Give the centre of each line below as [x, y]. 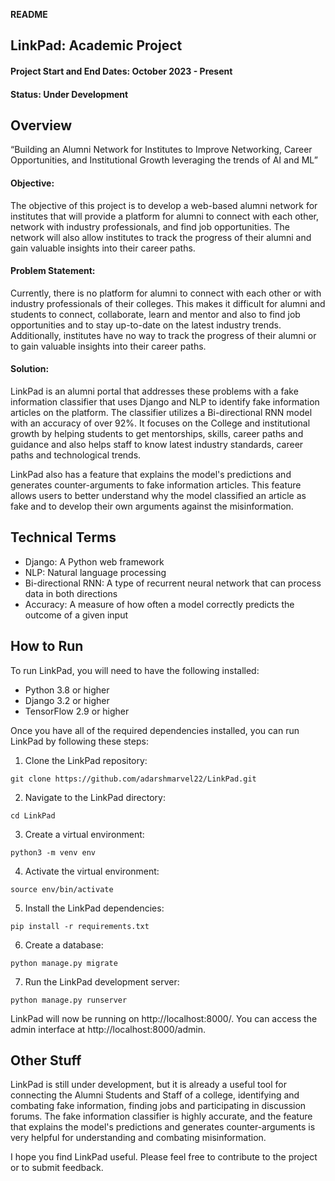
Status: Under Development [69, 94]
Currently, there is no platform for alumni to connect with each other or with [166, 293]
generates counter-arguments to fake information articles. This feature [156, 485]
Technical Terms [63, 537]
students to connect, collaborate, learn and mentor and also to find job [155, 314]
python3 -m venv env [53, 852]
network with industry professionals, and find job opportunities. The [150, 226]
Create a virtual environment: [84, 834]
